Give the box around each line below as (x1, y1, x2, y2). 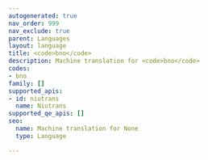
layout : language (8, 42, 67, 50)
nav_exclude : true (8, 27, 70, 35)
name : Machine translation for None (15, 124, 139, 133)
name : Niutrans (15, 102, 67, 110)
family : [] (8, 79, 45, 87)
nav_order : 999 (8, 19, 60, 27)
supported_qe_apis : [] (8, 110, 85, 118)
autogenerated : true (8, 11, 78, 20)
